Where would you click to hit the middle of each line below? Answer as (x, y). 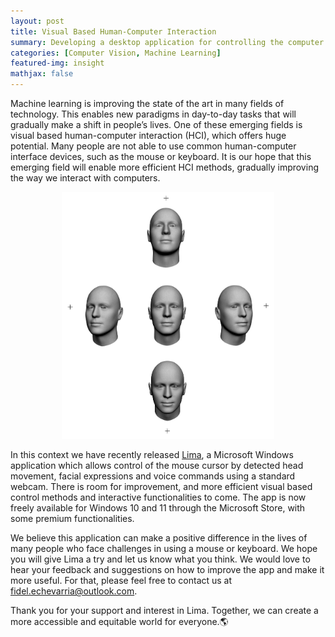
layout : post (37, 21)
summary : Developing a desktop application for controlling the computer (167, 42)
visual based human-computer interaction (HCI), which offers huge (148, 135)
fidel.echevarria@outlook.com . (74, 591)
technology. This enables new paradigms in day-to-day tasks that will (153, 114)
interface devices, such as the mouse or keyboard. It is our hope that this (161, 156)
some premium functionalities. (72, 519)
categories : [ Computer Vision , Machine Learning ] (116, 53)
